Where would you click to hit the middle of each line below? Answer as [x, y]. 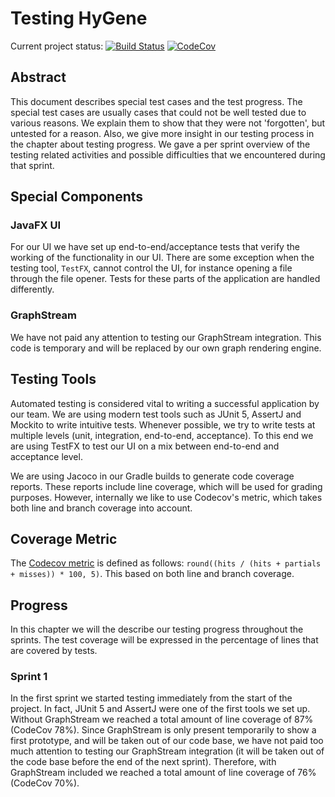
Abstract [38, 77]
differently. [32, 289]
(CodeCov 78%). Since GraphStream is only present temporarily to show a [163, 730]
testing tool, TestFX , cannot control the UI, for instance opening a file [151, 268]
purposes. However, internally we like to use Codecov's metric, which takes [166, 497]
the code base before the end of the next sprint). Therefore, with [143, 762]
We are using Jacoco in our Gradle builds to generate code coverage [152, 476]
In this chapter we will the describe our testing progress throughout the [157, 629]
